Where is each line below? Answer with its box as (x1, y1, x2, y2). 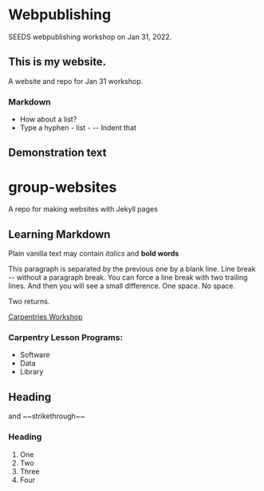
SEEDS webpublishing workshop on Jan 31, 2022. (8, 32, 172, 42)
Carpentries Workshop (8, 312, 83, 322)
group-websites (8, 178, 117, 196)
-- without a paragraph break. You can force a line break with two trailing (8, 273, 248, 283)
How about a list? (19, 114, 77, 125)
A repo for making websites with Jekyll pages (8, 204, 158, 214)
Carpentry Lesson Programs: (8, 332, 124, 343)
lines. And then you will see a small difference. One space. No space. (8, 281, 236, 291)
